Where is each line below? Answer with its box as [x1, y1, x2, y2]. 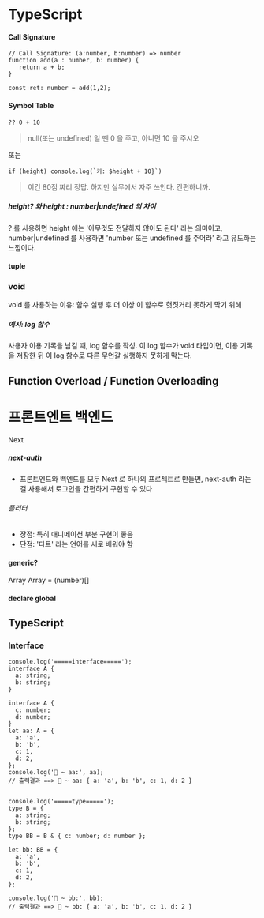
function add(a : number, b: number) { [8, 57, 139, 65]
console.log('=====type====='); [8, 798, 114, 806]
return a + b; [18, 63, 65, 72]
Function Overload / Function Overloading [8, 374, 219, 388]
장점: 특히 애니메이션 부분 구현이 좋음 [19, 529, 134, 539]
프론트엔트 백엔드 [8, 408, 113, 426]
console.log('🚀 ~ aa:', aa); [8, 769, 104, 777]
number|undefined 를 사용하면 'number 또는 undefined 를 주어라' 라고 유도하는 [8, 233, 257, 243]
